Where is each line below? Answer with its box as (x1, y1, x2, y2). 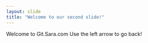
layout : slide (6, 8, 41, 15)
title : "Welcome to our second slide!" (6, 14, 105, 20)
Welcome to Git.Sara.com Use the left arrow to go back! (6, 30, 142, 37)
